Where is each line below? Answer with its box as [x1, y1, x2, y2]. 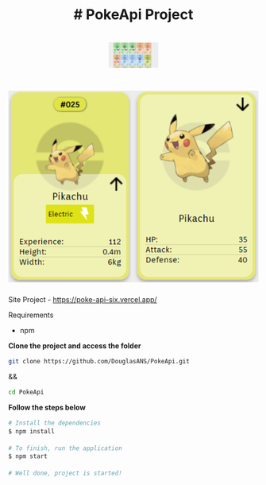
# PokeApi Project [73, 6, 194, 24]
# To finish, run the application [8, 444, 123, 452]
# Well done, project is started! [8, 469, 123, 478]
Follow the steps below [8, 402, 86, 412]
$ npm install [8, 427, 56, 435]
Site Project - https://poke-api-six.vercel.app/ [8, 295, 157, 305]
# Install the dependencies [8, 419, 102, 427]
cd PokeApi [8, 388, 44, 397]
